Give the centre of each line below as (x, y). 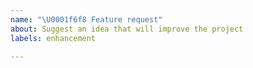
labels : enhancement (53, 38)
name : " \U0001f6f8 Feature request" (86, 19)
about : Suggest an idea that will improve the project (127, 29)
